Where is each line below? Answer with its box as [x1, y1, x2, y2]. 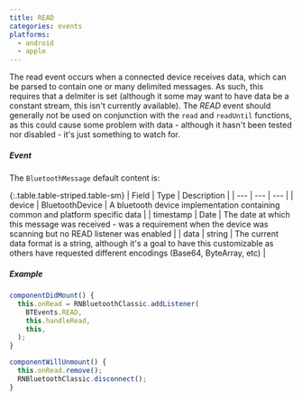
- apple [17, 47, 47, 56]
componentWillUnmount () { [9, 358, 106, 367]
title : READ [9, 13, 54, 23]
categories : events [9, 22, 83, 31]
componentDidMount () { [9, 291, 95, 301]
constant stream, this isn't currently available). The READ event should [9, 100, 271, 111]
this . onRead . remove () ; [17, 367, 103, 376]
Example [9, 268, 43, 279]
